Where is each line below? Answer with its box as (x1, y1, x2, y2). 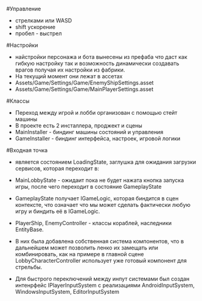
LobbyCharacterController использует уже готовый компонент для (15, 257, 187, 264)
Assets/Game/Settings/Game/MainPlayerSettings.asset (15, 86, 154, 93)
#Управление (6, 5, 41, 12)
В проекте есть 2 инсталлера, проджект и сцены (15, 122, 143, 129)
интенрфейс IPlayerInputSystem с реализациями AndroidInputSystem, (15, 282, 195, 289)
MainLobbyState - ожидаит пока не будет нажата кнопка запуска (15, 177, 184, 184)
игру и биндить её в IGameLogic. (15, 208, 100, 215)
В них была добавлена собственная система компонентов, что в (15, 238, 184, 245)
